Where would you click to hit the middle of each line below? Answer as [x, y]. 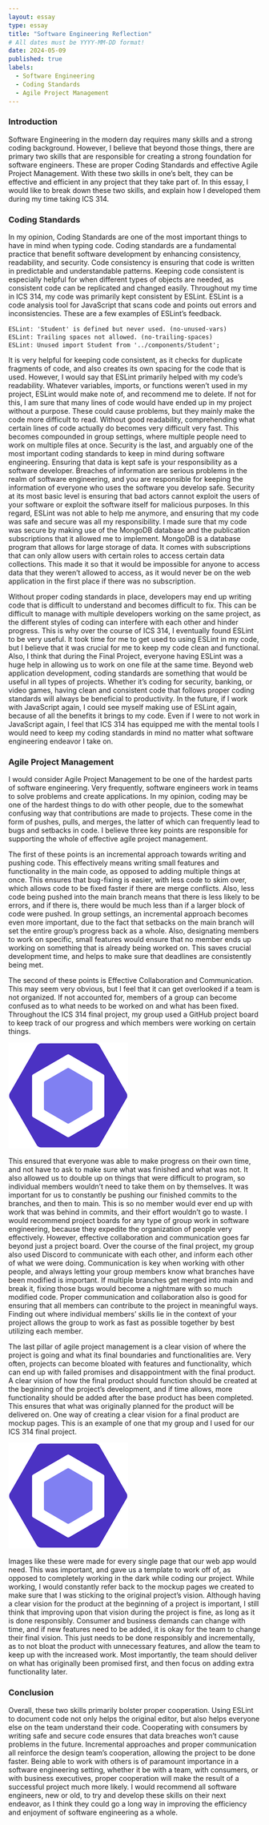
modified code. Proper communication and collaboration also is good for [128, 1298]
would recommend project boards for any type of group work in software [129, 1221]
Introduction [33, 122]
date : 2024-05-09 [37, 51]
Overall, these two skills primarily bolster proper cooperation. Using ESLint [131, 1710]
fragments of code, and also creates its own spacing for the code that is [127, 369]
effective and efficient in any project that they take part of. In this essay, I [128, 182]
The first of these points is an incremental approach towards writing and [127, 854]
